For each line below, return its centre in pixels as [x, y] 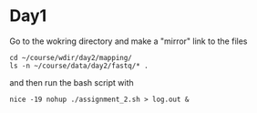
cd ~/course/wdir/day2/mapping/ [71, 57]
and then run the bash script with [72, 82]
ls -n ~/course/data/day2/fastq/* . [79, 66]
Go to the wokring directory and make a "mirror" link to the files [128, 41]
